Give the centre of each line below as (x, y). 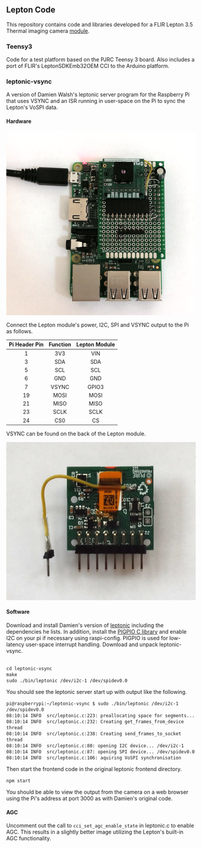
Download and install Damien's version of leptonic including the (85, 625)
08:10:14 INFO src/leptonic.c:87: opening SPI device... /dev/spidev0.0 (101, 752)
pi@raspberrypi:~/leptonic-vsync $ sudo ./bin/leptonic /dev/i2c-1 (93, 704)
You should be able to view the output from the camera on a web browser (97, 792)
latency (15, 644)
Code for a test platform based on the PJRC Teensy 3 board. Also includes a (100, 60)
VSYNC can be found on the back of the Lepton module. (76, 434)
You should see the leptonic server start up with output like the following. (97, 692)
